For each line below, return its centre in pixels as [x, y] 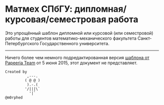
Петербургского [22, 43]
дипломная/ [101, 9]
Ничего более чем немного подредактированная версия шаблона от [77, 57]
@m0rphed [14, 97]
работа [123, 19]
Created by [16, 72]
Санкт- [145, 38]
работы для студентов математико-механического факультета [71, 38]
